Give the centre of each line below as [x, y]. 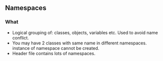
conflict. [21, 38]
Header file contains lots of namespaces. [54, 53]
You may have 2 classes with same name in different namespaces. [80, 43]
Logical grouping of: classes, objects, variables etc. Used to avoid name [85, 32]
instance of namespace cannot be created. [56, 48]
